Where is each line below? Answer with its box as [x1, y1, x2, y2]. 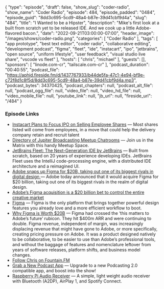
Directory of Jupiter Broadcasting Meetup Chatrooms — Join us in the [12, 137, 154, 143]
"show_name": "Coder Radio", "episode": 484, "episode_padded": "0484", [5, 9, 156, 15]
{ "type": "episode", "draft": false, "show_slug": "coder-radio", [5, 4, 130, 10]
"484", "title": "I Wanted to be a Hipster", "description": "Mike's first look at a [5, 20, 160, 26]
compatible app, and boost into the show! [12, 268, 96, 274]
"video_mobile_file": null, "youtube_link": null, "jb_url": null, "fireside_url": [5, 93, 152, 99]
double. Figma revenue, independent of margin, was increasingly [12, 221, 143, 227]
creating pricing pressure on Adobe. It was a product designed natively [12, 231, 156, 237]
